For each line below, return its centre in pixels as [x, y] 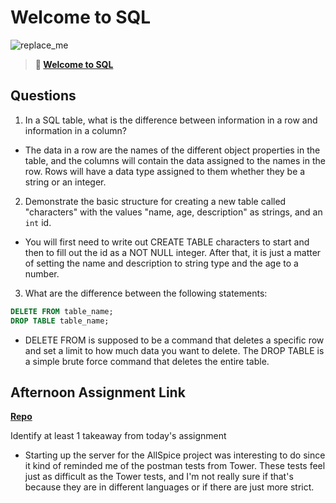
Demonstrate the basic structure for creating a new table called [155, 201]
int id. [38, 222]
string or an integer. [65, 182]
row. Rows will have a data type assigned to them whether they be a [165, 171]
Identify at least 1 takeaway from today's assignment [118, 436]
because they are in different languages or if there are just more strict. [169, 487]
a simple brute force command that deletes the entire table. [147, 361]
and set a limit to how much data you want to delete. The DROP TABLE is [174, 350]
